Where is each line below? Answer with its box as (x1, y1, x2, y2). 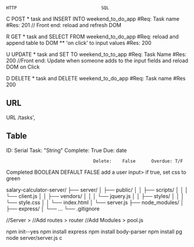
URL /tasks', (6, 113, 35, 121)
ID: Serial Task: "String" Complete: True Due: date (6, 147, 127, 154)
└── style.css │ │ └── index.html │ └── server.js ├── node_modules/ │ (6, 199, 184, 206)
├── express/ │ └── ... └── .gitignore (6, 205, 100, 212)
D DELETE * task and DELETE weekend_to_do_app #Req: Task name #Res (6, 75, 186, 82)
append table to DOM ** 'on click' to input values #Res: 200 (6, 40, 152, 46)
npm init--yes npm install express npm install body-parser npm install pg (6, 227, 183, 235)
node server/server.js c (6, 234, 63, 241)
